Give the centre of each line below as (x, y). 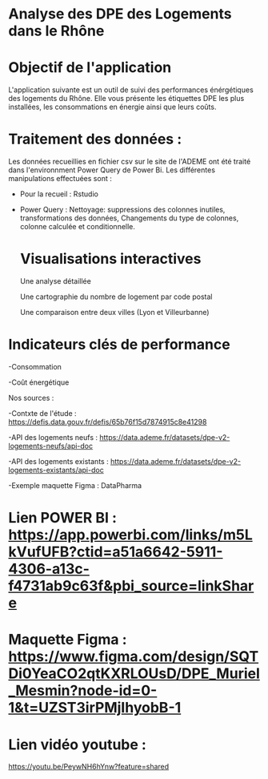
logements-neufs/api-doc (51, 446)
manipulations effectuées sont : (60, 179)
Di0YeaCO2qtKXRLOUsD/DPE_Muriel (134, 674)
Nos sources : (31, 398)
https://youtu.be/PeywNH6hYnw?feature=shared (89, 767)
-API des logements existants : (59, 461)
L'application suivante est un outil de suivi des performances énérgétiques (131, 90)
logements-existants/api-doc (56, 470)
